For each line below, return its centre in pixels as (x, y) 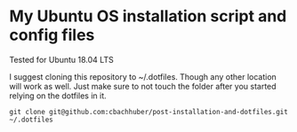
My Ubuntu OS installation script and (148, 16)
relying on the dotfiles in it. (58, 96)
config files (52, 35)
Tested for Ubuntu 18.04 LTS (61, 59)
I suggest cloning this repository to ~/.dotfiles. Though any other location (143, 76)
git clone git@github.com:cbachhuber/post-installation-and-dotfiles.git (149, 112)
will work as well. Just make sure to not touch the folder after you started (143, 86)
